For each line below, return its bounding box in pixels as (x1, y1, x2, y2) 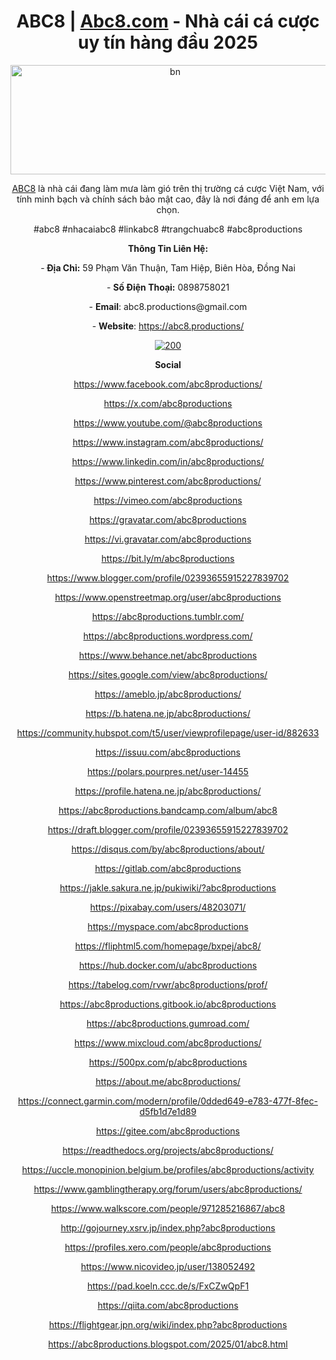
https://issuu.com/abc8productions (95, 746, 241, 758)
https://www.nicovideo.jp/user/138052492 (80, 1260, 256, 1272)
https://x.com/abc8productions (103, 397, 233, 409)
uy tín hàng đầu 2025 (78, 31, 258, 54)
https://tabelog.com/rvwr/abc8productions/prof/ (68, 978, 268, 990)
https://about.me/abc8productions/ (95, 1075, 241, 1087)
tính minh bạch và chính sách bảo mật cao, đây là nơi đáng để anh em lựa (16, 193, 320, 205)
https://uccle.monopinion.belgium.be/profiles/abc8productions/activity (21, 1163, 315, 1175)
